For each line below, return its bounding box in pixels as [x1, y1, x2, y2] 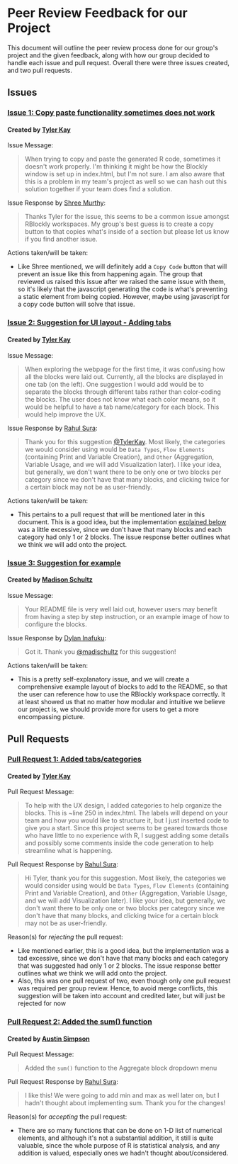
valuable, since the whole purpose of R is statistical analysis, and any [17, 1141, 220, 1150]
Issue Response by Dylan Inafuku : [7, 633, 106, 642]
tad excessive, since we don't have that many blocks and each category [17, 954, 229, 963]
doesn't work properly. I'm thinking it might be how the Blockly [24, 162, 208, 171]
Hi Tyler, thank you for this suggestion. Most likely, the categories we [24, 874, 227, 883]
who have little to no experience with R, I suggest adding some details [24, 831, 229, 840]
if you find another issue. [24, 235, 98, 244]
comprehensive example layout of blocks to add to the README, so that [17, 682, 228, 691]
